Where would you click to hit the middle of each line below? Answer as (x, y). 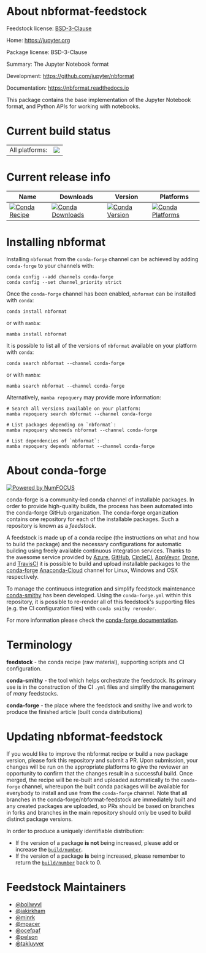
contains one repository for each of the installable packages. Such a (93, 519)
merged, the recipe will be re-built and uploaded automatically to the (93, 780)
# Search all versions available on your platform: (74, 409)
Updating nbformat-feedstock (85, 736)
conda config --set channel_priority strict (64, 282)
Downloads (76, 197)
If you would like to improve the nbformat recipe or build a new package (97, 753)
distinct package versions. (40, 819)
